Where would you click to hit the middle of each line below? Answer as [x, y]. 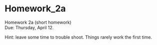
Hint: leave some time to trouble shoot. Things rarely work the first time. [78, 37]
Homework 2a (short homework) [38, 22]
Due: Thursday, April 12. [29, 27]
